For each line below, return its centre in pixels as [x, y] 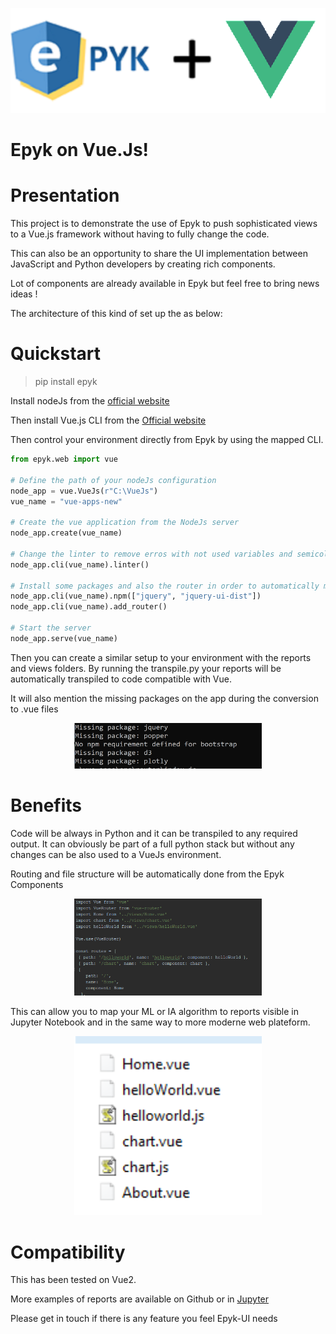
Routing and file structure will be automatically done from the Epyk [147, 874]
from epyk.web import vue [64, 459]
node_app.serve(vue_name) [64, 638]
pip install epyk [66, 382]
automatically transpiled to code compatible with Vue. [121, 679]
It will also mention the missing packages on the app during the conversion [164, 698]
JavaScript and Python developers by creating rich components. [143, 264]
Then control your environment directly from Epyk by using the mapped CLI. [167, 440]
